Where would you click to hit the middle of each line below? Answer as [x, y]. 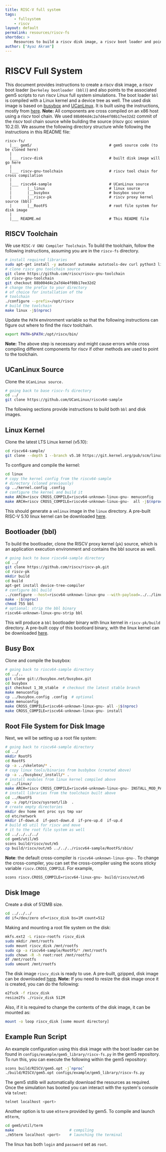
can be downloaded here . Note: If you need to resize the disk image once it [82, 979]
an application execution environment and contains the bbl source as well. [81, 549]
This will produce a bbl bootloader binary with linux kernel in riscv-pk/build [83, 622]
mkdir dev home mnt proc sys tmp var [44, 811]
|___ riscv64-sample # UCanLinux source [79, 184]
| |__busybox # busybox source [77, 193]
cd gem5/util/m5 [22, 839]
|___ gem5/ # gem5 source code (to [84, 145]
